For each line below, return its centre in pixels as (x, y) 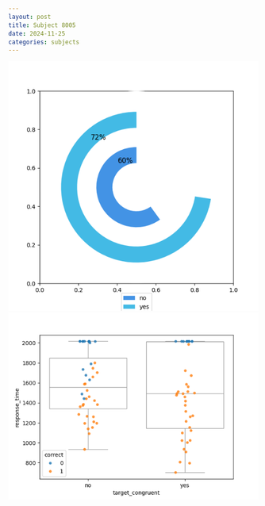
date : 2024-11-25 (37, 33)
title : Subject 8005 (42, 25)
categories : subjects (44, 42)
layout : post (30, 17)
